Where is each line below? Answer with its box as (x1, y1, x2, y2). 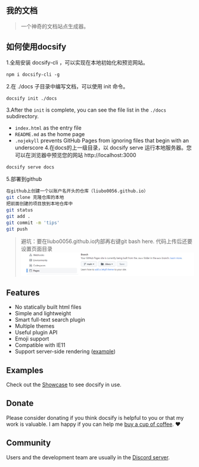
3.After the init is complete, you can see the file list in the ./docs (6, 106, 167, 113)
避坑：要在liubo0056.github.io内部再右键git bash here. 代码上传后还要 (20, 238, 192, 245)
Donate (6, 398, 34, 408)
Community (6, 438, 51, 448)
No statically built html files (14, 303, 82, 311)
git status (6, 207, 33, 213)
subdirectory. (6, 112, 39, 119)
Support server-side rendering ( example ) (14, 348, 116, 355)
